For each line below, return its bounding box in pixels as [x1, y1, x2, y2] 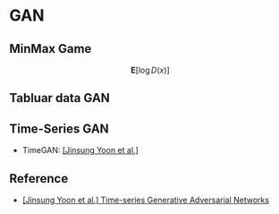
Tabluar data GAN [9, 90, 110, 106]
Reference [9, 171, 69, 186]
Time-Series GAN [9, 121, 109, 136]
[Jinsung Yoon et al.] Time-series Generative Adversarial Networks [21, 194, 270, 206]
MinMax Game [9, 41, 92, 56]
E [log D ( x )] [131, 64, 170, 75]
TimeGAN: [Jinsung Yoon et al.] [21, 145, 139, 156]
